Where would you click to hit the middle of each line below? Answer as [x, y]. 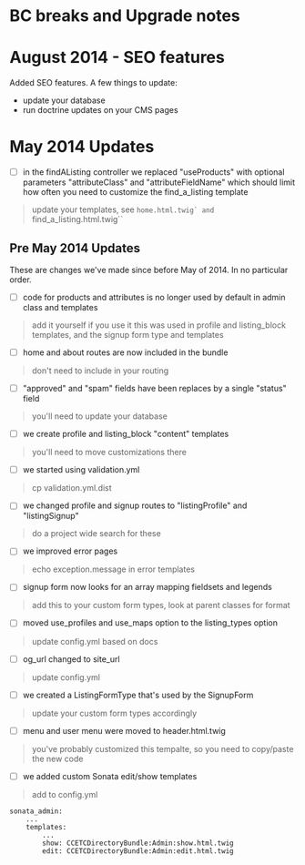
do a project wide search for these [96, 534]
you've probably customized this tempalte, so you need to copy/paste [163, 748]
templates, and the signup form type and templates [128, 335]
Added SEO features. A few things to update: [93, 83]
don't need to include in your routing [100, 371]
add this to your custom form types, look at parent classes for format [161, 605]
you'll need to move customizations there [109, 453]
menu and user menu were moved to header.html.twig [124, 730]
